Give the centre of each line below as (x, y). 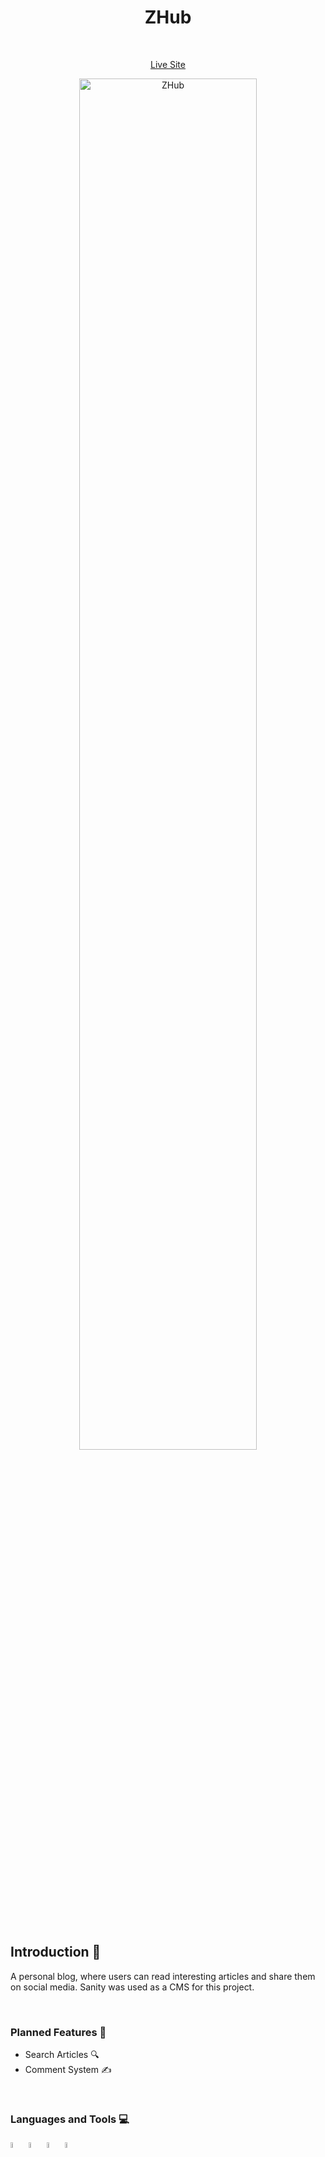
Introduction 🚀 (56, 1952)
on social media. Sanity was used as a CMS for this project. (132, 1987)
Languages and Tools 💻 (70, 2119)
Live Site (168, 64)
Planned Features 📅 (58, 2032)
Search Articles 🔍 (62, 2055)
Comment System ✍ (68, 2070)
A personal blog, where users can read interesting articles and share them (163, 1976)
